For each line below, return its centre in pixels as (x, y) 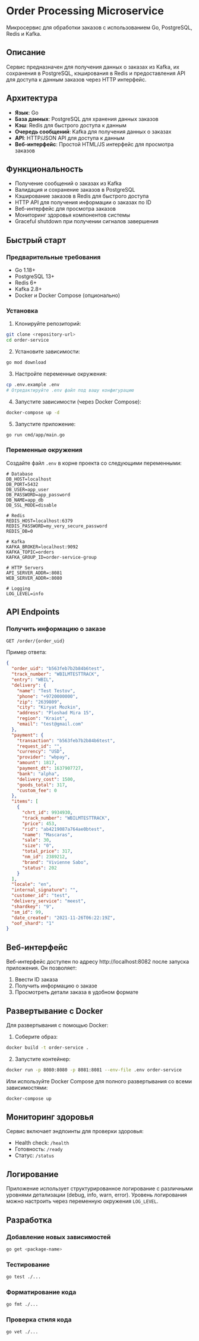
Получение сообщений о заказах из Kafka (68, 183)
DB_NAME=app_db (25, 500)
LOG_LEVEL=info (25, 593)
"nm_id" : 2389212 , (45, 857)
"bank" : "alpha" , (38, 774)
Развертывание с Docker (55, 1011)
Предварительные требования (53, 257)
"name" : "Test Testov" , (46, 691)
